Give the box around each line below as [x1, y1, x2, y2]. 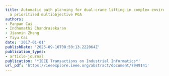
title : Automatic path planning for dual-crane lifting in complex [5, 7, 150, 12]
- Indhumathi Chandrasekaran [5, 26, 66, 31]
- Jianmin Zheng [5, 30, 39, 35]
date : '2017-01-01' [5, 40, 46, 45]
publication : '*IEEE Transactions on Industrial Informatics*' [5, 58, 141, 63]
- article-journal [5, 53, 44, 59]
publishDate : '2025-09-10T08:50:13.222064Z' [5, 44, 100, 49]
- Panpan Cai [5, 21, 33, 26]
